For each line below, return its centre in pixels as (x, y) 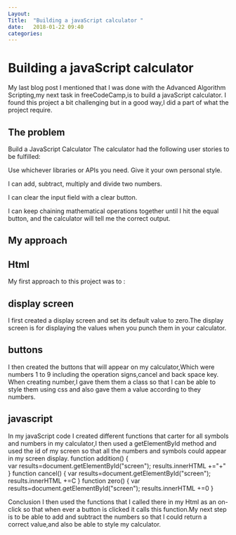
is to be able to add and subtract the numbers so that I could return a (107, 517)
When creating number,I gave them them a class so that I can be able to (112, 382)
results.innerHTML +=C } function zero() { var (74, 481)
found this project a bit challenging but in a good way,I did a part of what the (118, 103)
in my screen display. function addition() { (68, 458)
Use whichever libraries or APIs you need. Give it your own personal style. (115, 170)
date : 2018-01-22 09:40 (46, 27)
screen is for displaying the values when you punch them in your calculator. (117, 328)
